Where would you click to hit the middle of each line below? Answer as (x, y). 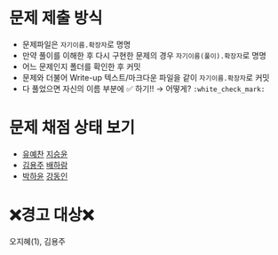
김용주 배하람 (45, 165)
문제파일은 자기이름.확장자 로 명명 (76, 44)
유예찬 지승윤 (45, 154)
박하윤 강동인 (45, 176)
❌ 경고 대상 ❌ (52, 216)
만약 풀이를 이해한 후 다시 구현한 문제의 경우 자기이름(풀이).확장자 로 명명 (144, 55)
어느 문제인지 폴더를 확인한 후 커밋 (81, 66)
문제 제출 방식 (56, 18)
